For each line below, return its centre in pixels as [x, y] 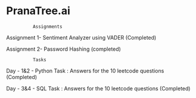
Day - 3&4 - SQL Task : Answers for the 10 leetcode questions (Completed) [98, 88]
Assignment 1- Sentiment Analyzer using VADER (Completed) [81, 37]
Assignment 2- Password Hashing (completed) [63, 49]
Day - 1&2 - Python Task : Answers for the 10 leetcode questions [85, 71]
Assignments [47, 27]
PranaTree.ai [38, 11]
